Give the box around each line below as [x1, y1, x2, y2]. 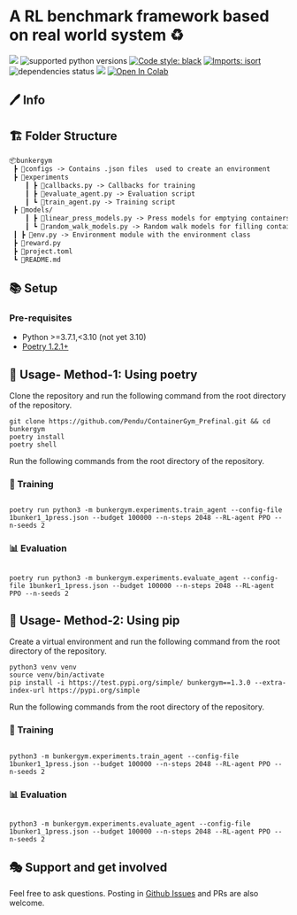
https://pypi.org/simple [48, 686, 141, 695]
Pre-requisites [9, 312, 72, 324]
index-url [9, 686, 46, 695]
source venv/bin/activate [9, 671, 104, 679]
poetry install [9, 432, 65, 442]
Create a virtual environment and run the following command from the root [9, 636, 280, 647]
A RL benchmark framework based [9, 6, 270, 27]
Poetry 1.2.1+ [21, 341, 69, 352]
